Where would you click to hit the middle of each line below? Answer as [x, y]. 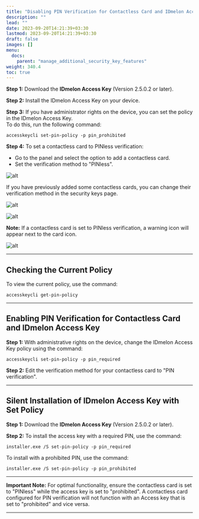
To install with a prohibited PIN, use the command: [68, 457]
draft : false [22, 39]
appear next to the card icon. [41, 234]
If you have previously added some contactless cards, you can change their [99, 187]
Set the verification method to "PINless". [64, 164]
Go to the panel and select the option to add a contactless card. [92, 158]
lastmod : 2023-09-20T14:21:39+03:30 [51, 34]
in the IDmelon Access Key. [39, 118]
